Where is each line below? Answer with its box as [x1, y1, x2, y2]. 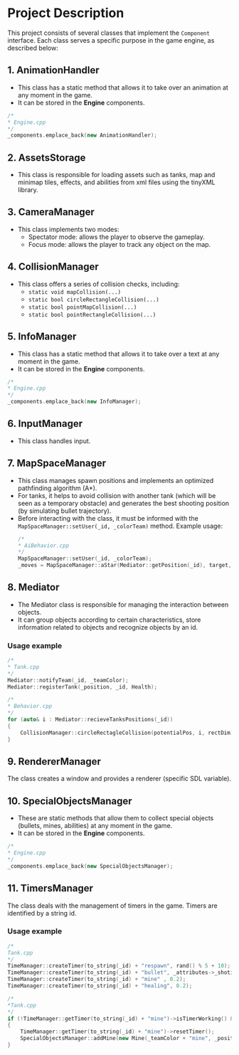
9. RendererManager [7, 756, 102, 768]
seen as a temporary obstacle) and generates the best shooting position [17, 499, 230, 507]
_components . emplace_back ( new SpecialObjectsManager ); [7, 862, 174, 869]
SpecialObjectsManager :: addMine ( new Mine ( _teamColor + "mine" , [20, 1035, 212, 1042]
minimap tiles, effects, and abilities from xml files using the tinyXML [17, 178, 216, 186]
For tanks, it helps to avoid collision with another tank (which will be [17, 491, 216, 499]
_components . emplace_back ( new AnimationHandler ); [7, 132, 158, 139]
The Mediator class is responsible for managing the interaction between [17, 600, 229, 609]
